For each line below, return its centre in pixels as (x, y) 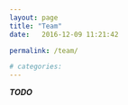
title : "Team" (36, 26)
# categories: (36, 67)
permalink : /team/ (44, 50)
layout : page (34, 17)
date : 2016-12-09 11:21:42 (64, 34)
